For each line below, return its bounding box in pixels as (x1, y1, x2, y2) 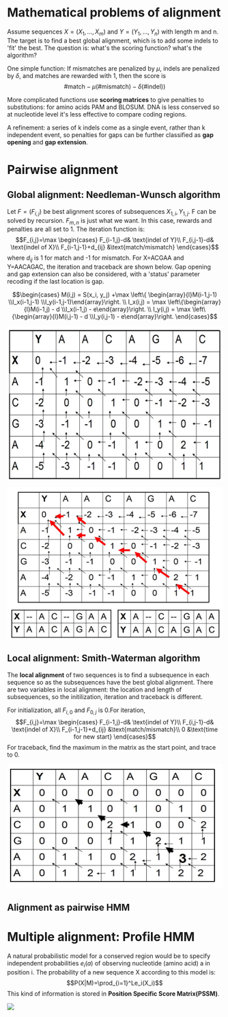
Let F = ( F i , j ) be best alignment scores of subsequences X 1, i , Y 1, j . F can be (7, 207, 216, 217)
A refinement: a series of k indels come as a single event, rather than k (7, 123, 206, 132)
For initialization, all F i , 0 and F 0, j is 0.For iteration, (7, 706, 145, 715)
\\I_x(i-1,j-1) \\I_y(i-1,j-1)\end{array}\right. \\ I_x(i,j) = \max (8, 298, 167, 306)
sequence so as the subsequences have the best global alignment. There (7, 678, 214, 686)
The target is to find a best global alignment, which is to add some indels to (7, 36, 218, 45)
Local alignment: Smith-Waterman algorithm (7, 652, 201, 664)
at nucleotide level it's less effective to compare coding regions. (7, 110, 187, 118)
